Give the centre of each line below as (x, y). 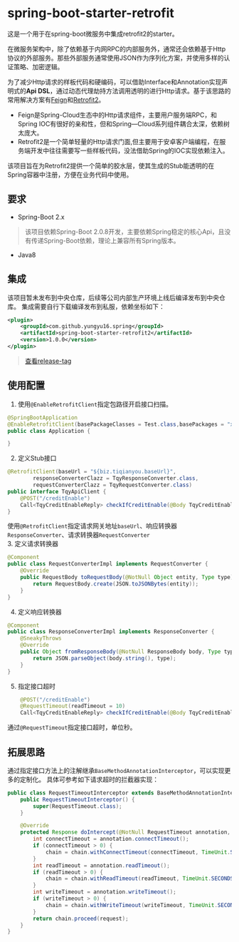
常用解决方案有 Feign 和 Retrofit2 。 (56, 99)
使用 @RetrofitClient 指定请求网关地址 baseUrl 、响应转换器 (92, 526)
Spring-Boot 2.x (41, 217)
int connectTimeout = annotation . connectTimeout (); (111, 839)
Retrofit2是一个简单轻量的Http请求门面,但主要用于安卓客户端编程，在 (118, 141)
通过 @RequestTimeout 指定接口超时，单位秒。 (72, 727)
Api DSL (38, 91)
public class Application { (49, 431)
